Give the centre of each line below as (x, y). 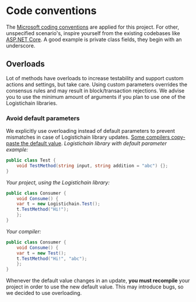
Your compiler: (24, 231)
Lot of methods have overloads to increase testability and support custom (95, 78)
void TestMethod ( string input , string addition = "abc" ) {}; (92, 166)
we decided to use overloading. (44, 293)
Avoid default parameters (43, 118)
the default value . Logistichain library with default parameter (94, 143)
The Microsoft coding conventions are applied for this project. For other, (93, 27)
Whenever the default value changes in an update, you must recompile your (98, 281)
